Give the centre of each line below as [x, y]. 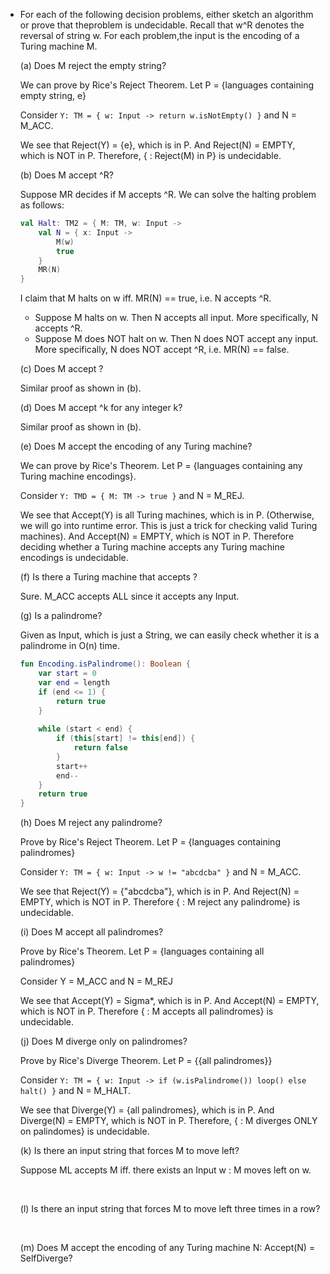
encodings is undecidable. [74, 558]
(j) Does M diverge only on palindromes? [103, 1041]
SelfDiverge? [46, 1258]
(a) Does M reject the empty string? [93, 65]
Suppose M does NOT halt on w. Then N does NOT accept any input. [176, 339]
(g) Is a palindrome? [61, 616]
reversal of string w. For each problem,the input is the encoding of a [159, 35]
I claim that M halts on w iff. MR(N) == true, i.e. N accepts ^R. [145, 298]
